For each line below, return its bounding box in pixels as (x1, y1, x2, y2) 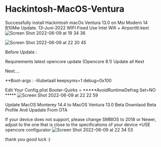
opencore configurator (5, 126, 51, 133)
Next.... (5, 68, 20, 74)
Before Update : (5, 49, 37, 55)
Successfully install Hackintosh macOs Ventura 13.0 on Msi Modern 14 (5, 20, 148, 25)
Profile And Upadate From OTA (5, 107, 68, 113)
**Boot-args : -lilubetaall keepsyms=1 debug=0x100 (5, 77, 112, 83)
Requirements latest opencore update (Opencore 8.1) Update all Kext (5, 58, 144, 64)
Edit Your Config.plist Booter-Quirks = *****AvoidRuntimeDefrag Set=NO (5, 87, 156, 93)
